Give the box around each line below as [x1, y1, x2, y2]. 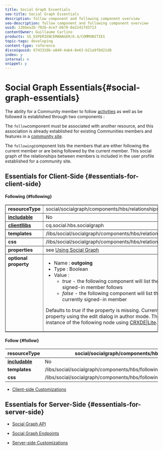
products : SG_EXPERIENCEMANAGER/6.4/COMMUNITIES [5, 34, 105, 39]
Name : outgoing [54, 259, 93, 266]
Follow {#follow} [5, 338, 39, 344]
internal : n [5, 57, 29, 62]
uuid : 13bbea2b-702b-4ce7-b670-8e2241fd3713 [5, 25, 97, 30]
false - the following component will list [62, 290, 153, 297]
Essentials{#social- [60, 82, 141, 93]
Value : [54, 271, 69, 278]
